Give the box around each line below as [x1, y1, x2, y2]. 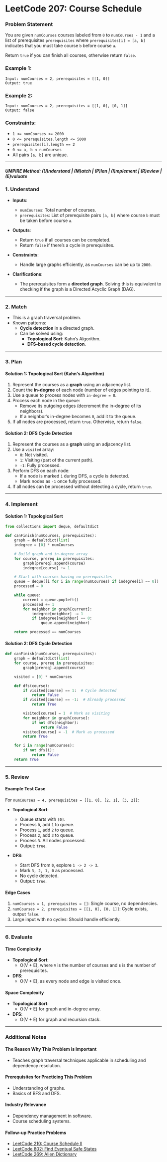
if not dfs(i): [23, 748, 55, 753]
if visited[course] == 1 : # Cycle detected [23, 688, 117, 693]
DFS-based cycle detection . [27, 341, 86, 347]
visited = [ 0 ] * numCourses [14, 674, 72, 679]
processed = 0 [14, 584, 43, 589]
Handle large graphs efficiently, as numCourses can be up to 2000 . [19, 261, 152, 267]
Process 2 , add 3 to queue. [19, 832, 75, 838]
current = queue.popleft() [23, 597, 79, 602]
